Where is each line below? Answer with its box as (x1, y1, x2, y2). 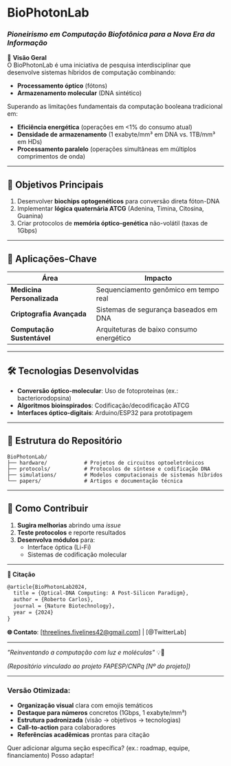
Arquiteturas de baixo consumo (96, 325, 198, 334)
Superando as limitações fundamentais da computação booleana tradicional (7, 102, 223, 111)
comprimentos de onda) (16, 152, 86, 161)
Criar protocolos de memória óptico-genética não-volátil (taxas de (16, 219, 208, 228)
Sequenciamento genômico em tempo (96, 285, 220, 294)
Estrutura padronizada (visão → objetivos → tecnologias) (16, 716, 181, 725)
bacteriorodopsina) (16, 394, 72, 402)
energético (96, 333, 131, 343)
